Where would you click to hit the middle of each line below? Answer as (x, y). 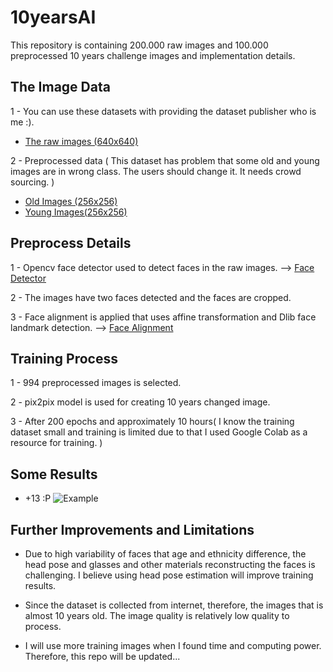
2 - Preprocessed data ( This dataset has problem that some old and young (165, 160)
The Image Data (60, 87)
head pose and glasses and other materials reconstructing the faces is (170, 564)
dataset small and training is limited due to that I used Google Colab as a (159, 432)
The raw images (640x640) (81, 141)
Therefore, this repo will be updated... (102, 656)
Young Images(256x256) (76, 212)
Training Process (64, 358)
